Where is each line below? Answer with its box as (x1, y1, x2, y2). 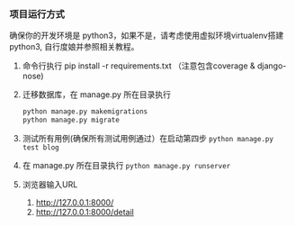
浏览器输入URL (22, 179, 78, 190)
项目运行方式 (9, 7, 66, 20)
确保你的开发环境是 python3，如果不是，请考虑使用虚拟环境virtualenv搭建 (9, 30, 284, 41)
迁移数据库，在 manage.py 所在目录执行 (22, 89, 171, 100)
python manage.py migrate (22, 115, 120, 125)
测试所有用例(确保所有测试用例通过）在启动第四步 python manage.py (22, 133, 274, 144)
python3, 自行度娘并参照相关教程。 (9, 41, 139, 52)
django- (257, 60, 287, 71)
